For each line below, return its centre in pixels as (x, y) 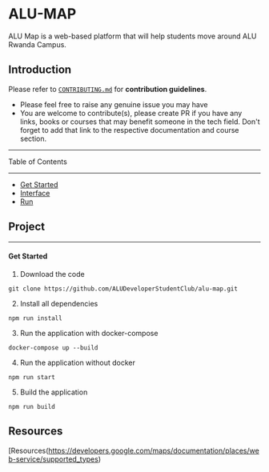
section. (33, 138)
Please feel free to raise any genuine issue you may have (114, 104)
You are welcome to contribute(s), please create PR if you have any (131, 113)
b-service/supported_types (53, 459)
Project (27, 227)
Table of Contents (38, 162)
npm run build (32, 406)
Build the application (54, 392)
